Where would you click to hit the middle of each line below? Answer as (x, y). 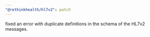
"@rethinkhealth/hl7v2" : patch (38, 10)
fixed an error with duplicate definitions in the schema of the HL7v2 (75, 24)
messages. (17, 29)
